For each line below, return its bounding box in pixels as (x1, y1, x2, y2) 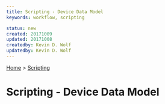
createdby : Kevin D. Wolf (6, 42, 71, 48)
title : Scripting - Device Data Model (6, 8, 104, 15)
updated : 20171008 (6, 37, 52, 43)
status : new (6, 25, 36, 31)
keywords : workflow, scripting (6, 14, 85, 20)
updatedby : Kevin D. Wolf (6, 47, 71, 54)
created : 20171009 (6, 31, 52, 37)
